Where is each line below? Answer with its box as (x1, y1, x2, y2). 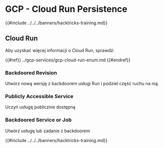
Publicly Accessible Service (5, 93, 74, 99)
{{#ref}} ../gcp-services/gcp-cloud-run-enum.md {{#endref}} (5, 57, 131, 63)
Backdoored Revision (5, 69, 57, 76)
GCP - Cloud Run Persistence (5, 3, 127, 15)
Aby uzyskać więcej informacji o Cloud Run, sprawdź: (5, 47, 115, 53)
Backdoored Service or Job (5, 116, 72, 123)
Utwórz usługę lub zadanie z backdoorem (5, 128, 90, 134)
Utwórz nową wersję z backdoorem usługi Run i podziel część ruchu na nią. (5, 81, 159, 87)
